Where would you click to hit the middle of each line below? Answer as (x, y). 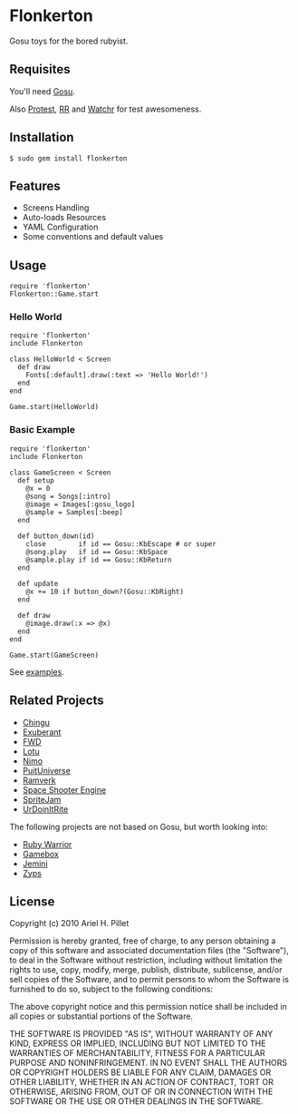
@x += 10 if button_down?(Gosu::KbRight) (105, 591)
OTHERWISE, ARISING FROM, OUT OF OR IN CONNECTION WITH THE (141, 1092)
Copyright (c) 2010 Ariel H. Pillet (69, 923)
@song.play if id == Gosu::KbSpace (97, 552)
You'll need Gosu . (42, 91)
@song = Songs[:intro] (68, 496)
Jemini (35, 864)
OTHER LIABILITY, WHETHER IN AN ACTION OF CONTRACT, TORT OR (141, 1082)
